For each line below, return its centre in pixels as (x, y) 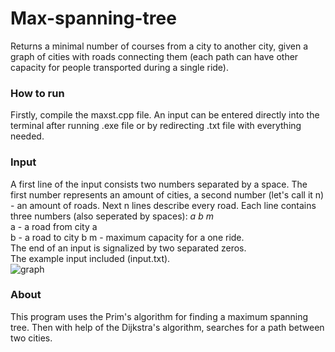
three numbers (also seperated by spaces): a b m (112, 216)
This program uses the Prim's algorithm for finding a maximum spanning (159, 316)
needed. (27, 136)
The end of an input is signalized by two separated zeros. (128, 248)
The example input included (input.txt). (90, 258)
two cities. (31, 338)
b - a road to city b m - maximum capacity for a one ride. (127, 237)
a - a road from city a (54, 226)
